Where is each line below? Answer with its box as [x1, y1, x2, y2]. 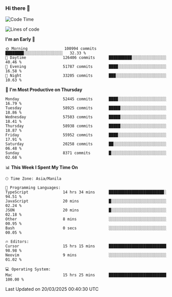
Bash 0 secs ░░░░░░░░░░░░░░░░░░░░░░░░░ [5, 226, 167, 231]
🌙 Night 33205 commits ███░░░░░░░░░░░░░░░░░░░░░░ [5, 73, 167, 79]
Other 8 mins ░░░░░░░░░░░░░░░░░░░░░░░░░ [5, 217, 167, 222]
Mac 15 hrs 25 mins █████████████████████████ [5, 272, 167, 278]
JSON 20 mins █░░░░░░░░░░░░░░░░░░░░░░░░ [5, 208, 167, 213]
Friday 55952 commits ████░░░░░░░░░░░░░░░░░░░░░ [5, 133, 167, 138]
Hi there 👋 [5, 5, 31, 12]
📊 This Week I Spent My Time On [5, 164, 78, 171]
